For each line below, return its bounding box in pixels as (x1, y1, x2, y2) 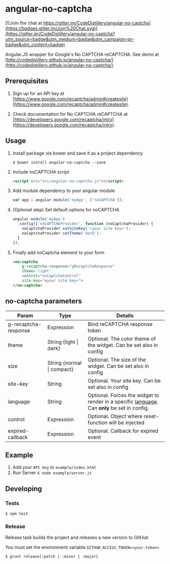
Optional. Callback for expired (88, 427, 158, 434)
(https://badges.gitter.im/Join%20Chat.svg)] (5, 25, 98, 31)
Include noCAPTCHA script (12, 169, 69, 175)
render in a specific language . (88, 398, 158, 405)
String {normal (47, 359, 82, 366)
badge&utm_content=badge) (5, 41, 65, 47)
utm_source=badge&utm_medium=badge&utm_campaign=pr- (5, 36, 135, 42)
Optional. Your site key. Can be (88, 377, 161, 384)
